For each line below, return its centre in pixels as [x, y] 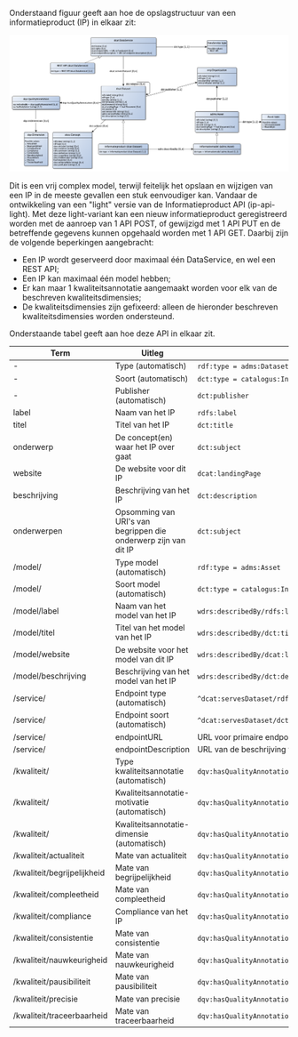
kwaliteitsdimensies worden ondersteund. [98, 316]
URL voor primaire [230, 736]
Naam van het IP [145, 413]
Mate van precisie [147, 999]
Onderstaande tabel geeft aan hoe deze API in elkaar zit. [112, 334]
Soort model [137, 584]
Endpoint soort [142, 715]
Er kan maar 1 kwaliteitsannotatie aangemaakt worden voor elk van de [149, 287]
